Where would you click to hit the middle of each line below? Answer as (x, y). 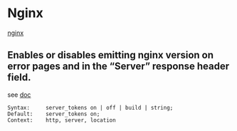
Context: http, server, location (62, 120)
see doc (19, 95)
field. (19, 77)
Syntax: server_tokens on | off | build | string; (90, 108)
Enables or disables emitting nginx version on (111, 55)
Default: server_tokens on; (54, 114)
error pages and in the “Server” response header (118, 67)
